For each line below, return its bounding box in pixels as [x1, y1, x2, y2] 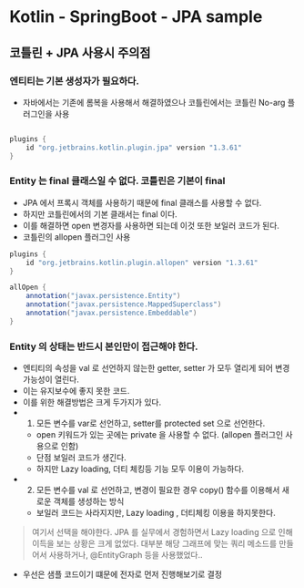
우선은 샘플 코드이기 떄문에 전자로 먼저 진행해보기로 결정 [22, 569, 223, 580]
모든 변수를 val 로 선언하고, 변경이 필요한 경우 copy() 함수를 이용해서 [35, 485, 280, 496]
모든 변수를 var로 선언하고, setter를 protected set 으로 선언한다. [35, 418, 266, 429]
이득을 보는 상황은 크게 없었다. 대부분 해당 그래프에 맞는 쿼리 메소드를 [31, 538, 278, 549]
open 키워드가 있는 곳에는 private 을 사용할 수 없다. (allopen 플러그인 [35, 429, 284, 440]
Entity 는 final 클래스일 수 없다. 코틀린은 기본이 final [9, 175, 226, 188]
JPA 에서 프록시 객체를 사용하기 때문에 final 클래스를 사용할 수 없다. [22, 197, 262, 208]
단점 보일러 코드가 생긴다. [35, 452, 127, 463]
